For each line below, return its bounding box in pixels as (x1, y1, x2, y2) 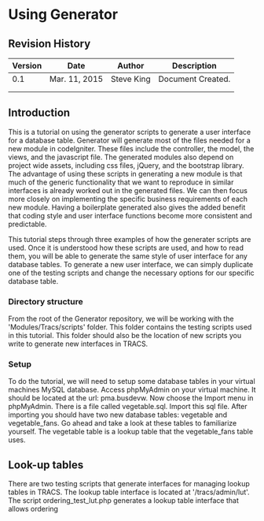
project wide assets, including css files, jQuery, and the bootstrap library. (8, 160, 245, 170)
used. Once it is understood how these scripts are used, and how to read (8, 243, 244, 252)
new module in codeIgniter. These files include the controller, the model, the (8, 143, 255, 153)
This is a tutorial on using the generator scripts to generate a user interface (8, 127, 251, 136)
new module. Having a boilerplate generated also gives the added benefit (8, 203, 246, 212)
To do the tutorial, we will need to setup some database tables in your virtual (8, 377, 255, 386)
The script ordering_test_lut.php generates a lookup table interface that (8, 496, 240, 505)
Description (171, 61, 218, 71)
